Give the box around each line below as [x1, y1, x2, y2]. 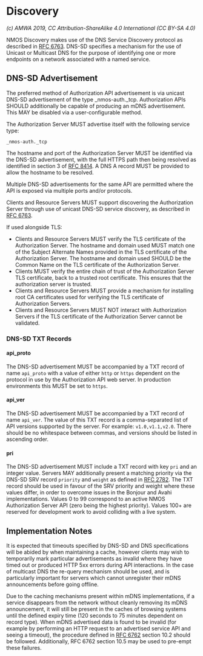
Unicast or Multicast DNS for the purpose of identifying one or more [6, 49, 176, 56]
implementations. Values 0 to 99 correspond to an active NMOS [6, 495, 165, 503]
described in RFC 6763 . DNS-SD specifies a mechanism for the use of [6, 43, 182, 50]
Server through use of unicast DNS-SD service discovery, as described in [6, 205, 190, 212]
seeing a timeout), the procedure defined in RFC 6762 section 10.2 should [6, 631, 191, 639]
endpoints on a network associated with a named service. [6, 55, 151, 63]
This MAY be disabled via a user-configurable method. [6, 108, 142, 116]
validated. [15, 319, 40, 326]
